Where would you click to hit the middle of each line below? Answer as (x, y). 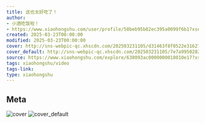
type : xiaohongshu (30, 75)
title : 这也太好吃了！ (32, 12)
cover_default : (26, 52)
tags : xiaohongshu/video (38, 63)
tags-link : (20, 69)
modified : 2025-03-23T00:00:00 (46, 40)
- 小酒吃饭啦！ (23, 23)
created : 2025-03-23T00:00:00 (45, 35)
